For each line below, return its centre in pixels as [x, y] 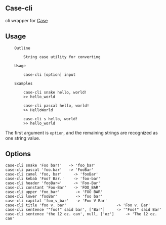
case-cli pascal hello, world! [56, 106]
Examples [24, 83]
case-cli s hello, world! [51, 119]
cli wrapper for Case [27, 20]
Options [18, 154]
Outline [22, 48]
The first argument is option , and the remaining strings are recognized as [81, 132]
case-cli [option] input [50, 75]
